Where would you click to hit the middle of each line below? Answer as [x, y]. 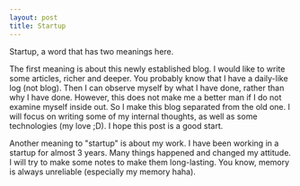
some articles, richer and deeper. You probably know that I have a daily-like [149, 78]
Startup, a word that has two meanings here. [92, 51]
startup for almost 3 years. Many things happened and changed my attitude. [150, 152]
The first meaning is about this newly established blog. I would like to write [147, 69]
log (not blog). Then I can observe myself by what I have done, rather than [147, 88]
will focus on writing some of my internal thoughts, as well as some [133, 116]
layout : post [34, 17]
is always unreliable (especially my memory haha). [102, 172]
